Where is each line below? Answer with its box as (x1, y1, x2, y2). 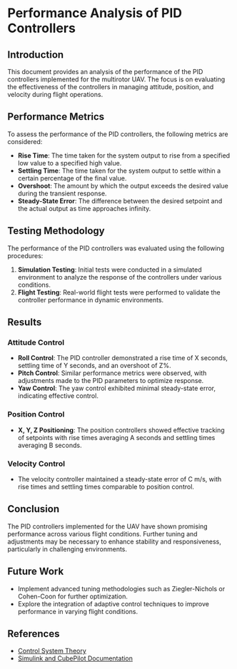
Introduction (7, 48, 64, 61)
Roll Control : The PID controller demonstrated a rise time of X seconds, (17, 354, 228, 362)
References (7, 628, 60, 640)
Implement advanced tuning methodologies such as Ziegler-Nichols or (17, 584, 226, 593)
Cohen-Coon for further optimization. (17, 592, 128, 601)
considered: (7, 137, 43, 145)
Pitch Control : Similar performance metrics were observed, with (17, 369, 207, 377)
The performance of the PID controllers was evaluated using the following (7, 244, 225, 252)
